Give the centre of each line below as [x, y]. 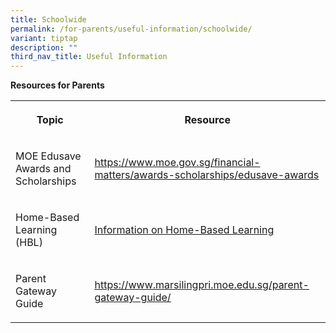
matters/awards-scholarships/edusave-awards [207, 175]
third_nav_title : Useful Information [89, 57]
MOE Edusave [48, 156]
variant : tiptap [44, 38]
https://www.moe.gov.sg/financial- [177, 163]
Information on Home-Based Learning [184, 230]
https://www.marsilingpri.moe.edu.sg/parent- [202, 285]
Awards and [43, 169]
